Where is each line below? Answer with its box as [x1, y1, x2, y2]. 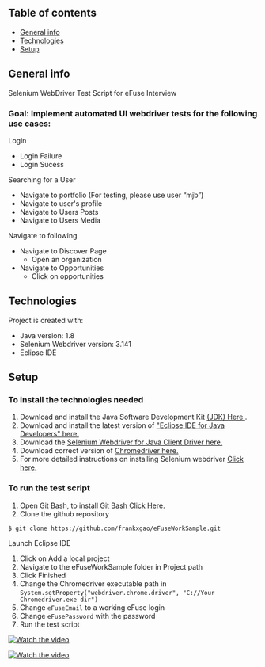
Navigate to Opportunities [19, 263, 104, 273]
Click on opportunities [31, 271, 104, 280]
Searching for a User [8, 174, 77, 185]
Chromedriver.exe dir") [19, 596, 99, 604]
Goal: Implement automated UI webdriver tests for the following [8, 108, 258, 119]
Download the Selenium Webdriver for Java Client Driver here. [19, 437, 223, 447]
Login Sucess [19, 159, 65, 169]
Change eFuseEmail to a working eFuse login [19, 602, 165, 612]
